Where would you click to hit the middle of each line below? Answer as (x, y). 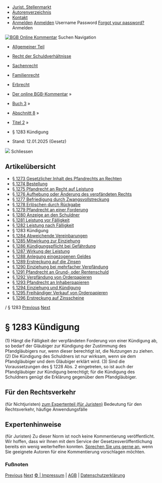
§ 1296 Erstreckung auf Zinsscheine (48, 298)
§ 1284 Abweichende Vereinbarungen (50, 235)
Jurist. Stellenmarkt (32, 7)
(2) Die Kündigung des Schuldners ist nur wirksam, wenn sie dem (71, 356)
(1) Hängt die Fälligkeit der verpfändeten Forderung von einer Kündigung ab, (81, 340)
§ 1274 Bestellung (30, 184)
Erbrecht (21, 84)
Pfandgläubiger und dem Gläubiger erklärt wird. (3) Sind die (65, 361)
